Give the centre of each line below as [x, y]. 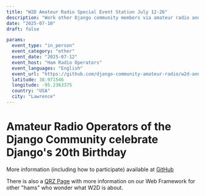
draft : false [23, 29]
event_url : [26, 74]
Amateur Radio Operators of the [89, 127]
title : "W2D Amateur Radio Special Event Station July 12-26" [87, 12]
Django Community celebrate [82, 140]
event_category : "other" [43, 51]
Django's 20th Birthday [67, 152]
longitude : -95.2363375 [42, 85]
